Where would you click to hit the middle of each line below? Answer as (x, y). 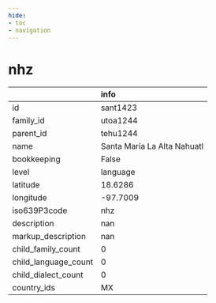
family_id (28, 121)
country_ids (34, 288)
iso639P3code (40, 210)
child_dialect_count (48, 275)
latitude (26, 185)
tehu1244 (119, 134)
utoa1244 (119, 121)
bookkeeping (36, 159)
